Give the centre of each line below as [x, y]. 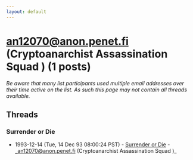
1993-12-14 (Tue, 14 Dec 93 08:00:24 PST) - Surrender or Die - [92, 144]
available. [18, 96]
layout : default [26, 12]
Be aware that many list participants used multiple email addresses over [95, 83]
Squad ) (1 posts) [49, 67]
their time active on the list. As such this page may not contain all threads [97, 90]
